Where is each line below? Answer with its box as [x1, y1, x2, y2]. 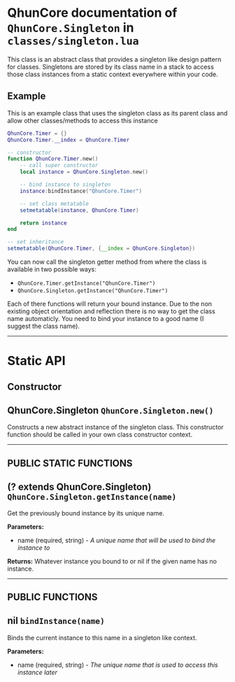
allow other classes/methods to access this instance [7, 116, 159, 125]
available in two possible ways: [7, 265, 97, 273]
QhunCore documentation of [7, 5, 178, 21]
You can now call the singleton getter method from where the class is [7, 257, 207, 266]
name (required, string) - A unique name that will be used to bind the [17, 536, 216, 544]
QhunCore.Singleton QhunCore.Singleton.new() [7, 404, 214, 416]
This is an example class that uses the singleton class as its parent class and [7, 108, 228, 117]
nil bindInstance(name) [7, 615, 105, 627]
